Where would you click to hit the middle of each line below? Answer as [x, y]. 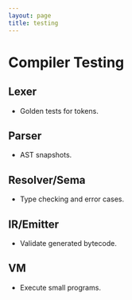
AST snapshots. [46, 155]
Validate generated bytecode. [68, 243]
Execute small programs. [60, 287]
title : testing [33, 23]
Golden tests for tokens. [59, 111]
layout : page [30, 16]
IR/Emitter [34, 224]
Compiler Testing [66, 62]
